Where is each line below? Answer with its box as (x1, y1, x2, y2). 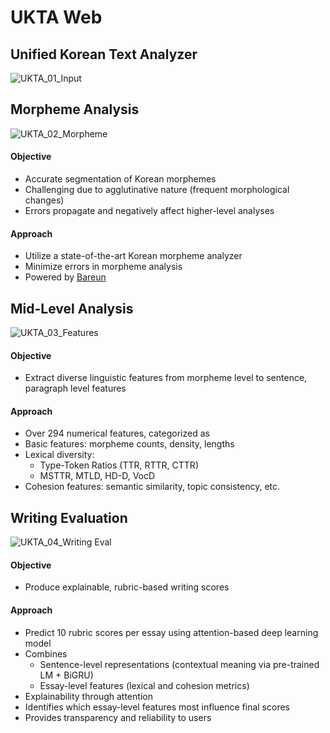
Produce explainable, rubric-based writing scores (24, 581, 230, 593)
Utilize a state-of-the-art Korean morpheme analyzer (24, 250, 243, 262)
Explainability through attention (24, 690, 153, 702)
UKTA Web (10, 6, 103, 29)
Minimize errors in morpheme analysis (24, 261, 183, 273)
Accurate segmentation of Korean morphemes (24, 173, 217, 185)
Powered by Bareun (24, 271, 107, 283)
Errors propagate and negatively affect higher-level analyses (24, 205, 275, 217)
